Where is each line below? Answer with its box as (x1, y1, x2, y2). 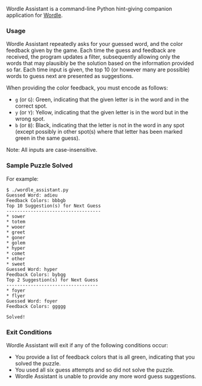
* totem (6, 218, 26, 224)
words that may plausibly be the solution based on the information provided (6, 60, 194, 67)
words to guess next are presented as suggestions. (6, 73, 134, 80)
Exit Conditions (6, 328, 52, 336)
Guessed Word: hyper (6, 266, 58, 272)
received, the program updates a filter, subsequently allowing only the (6, 53, 180, 61)
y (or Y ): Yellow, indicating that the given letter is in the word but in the (14, 109, 189, 116)
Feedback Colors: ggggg (6, 303, 66, 309)
